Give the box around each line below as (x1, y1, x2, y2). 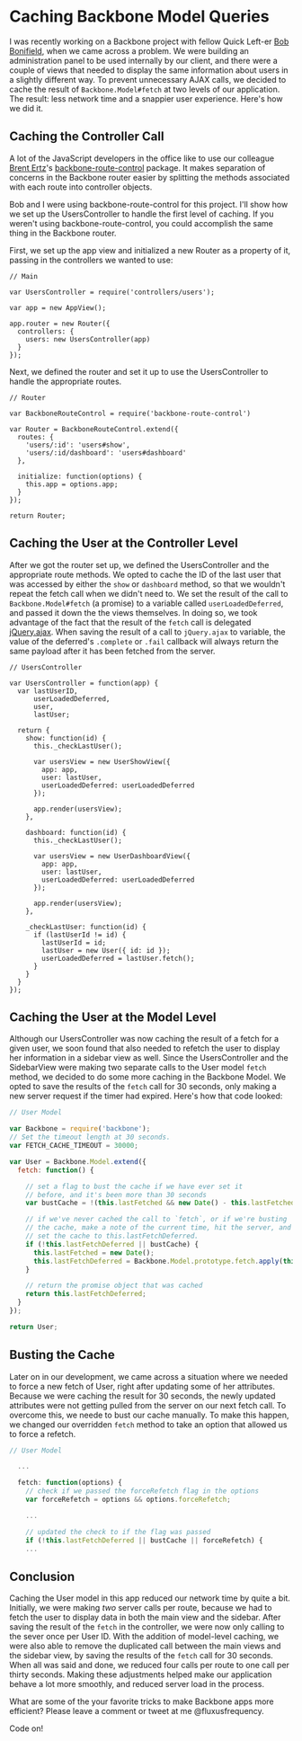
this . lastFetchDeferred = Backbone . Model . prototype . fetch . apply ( (32, 1257, 283, 1266)
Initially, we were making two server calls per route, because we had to (9, 1603, 272, 1613)
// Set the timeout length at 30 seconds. (9, 1133, 171, 1142)
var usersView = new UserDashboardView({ (32, 851, 191, 860)
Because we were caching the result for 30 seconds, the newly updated (9, 1390, 276, 1401)
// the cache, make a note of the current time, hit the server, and (25, 1223, 292, 1232)
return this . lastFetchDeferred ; (25, 1290, 147, 1299)
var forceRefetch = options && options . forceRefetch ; (25, 1495, 231, 1505)
